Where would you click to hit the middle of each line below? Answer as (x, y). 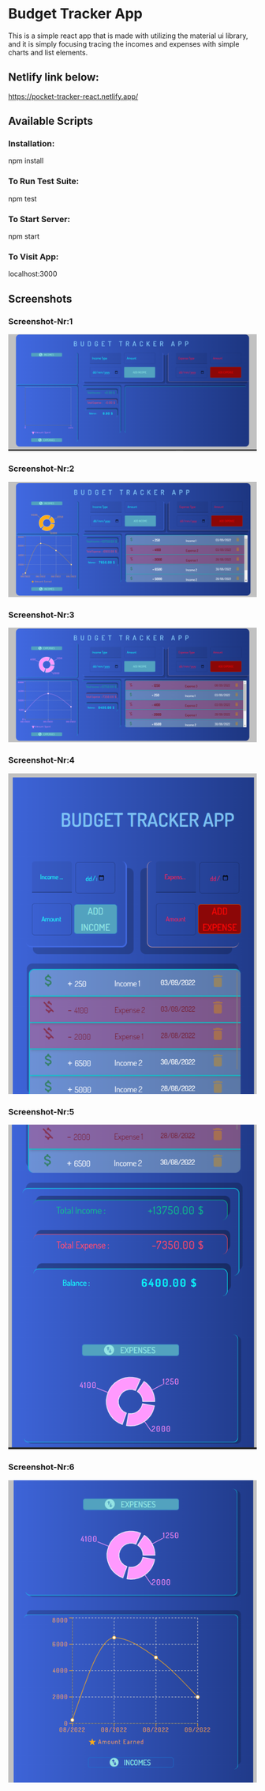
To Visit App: (34, 256)
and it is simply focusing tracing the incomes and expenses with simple (124, 43)
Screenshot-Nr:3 (41, 615)
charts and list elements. (48, 52)
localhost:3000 (33, 274)
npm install (26, 161)
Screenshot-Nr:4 (41, 760)
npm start (24, 236)
